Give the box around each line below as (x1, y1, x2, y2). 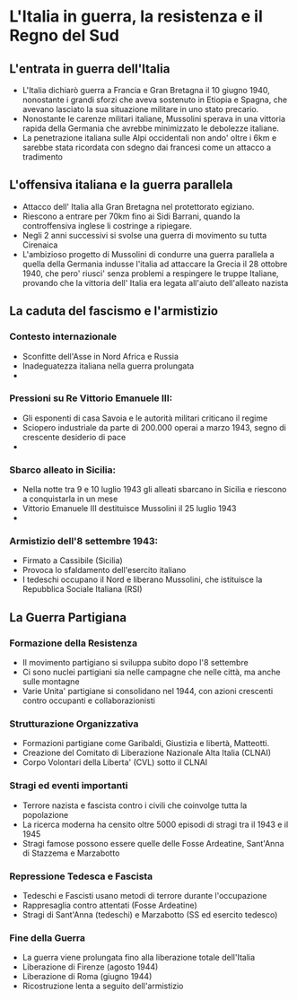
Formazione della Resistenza (9, 637, 137, 649)
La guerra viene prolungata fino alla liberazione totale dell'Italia (22, 952, 256, 963)
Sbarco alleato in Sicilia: (9, 464, 117, 476)
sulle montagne (22, 676, 80, 687)
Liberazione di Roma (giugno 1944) (22, 971, 153, 982)
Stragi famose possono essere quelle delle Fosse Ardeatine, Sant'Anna (22, 838, 284, 848)
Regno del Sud (9, 25, 119, 46)
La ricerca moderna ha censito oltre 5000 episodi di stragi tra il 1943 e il (22, 819, 289, 830)
